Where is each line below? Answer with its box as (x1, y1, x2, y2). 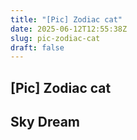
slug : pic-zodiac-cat (10, 33, 101, 43)
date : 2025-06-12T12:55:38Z (10, 24, 128, 34)
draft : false (10, 42, 65, 53)
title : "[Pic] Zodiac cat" (10, 14, 123, 25)
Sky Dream (10, 114, 80, 131)
